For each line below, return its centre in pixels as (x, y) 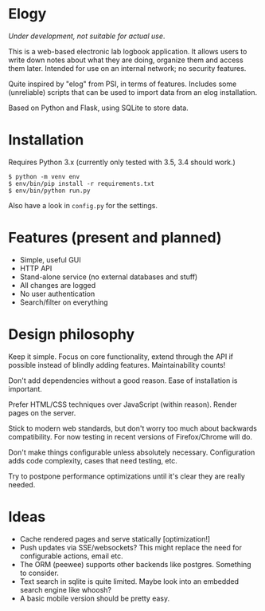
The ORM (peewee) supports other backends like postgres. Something (136, 564)
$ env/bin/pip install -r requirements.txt (82, 183)
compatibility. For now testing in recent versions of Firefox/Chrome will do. (131, 436)
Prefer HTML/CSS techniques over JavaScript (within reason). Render (123, 404)
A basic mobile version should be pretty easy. (94, 598)
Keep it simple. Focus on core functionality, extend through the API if (121, 357)
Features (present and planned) (115, 238)
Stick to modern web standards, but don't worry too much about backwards (132, 428)
